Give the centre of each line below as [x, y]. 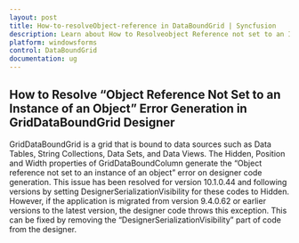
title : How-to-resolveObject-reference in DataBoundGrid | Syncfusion [143, 26]
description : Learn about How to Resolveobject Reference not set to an [147, 34]
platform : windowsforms [53, 42]
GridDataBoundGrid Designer [92, 122]
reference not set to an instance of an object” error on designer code [136, 172]
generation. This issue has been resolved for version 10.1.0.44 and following [148, 182]
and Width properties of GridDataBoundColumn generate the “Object [136, 163]
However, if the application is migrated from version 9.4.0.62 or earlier [138, 200]
